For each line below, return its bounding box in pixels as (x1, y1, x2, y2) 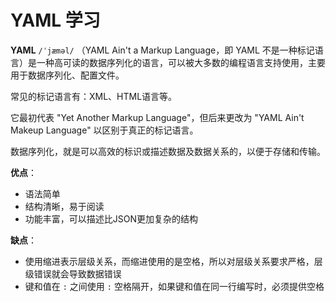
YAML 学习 (10, 9, 101, 32)
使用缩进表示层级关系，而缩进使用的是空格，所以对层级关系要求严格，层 (24, 255, 323, 267)
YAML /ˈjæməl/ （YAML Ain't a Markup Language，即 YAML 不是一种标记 (10, 44, 315, 56)
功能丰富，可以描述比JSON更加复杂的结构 (24, 212, 199, 225)
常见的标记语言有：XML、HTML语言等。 (10, 90, 178, 102)
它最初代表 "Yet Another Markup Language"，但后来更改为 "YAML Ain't (10, 111, 305, 123)
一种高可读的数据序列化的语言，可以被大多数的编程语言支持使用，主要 (36, 56, 326, 68)
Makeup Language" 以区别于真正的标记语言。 (10, 124, 199, 136)
